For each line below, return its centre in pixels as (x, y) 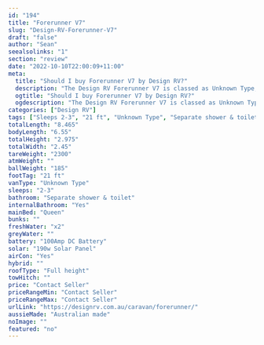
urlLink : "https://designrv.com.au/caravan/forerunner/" (103, 307)
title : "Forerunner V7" (47, 23)
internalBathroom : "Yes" (49, 205)
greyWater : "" (31, 234)
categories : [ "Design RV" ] (52, 111)
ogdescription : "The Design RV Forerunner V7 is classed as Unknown (130, 103)
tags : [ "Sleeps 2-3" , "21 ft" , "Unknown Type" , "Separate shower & (121, 118)
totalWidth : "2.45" (40, 147)
